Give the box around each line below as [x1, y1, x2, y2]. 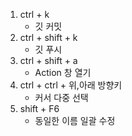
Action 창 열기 [34, 67, 92, 78]
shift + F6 [19, 103, 60, 114]
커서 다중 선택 [34, 92, 89, 103]
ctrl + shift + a [19, 55, 78, 66]
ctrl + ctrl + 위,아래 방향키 [19, 79, 123, 91]
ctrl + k [19, 9, 50, 20]
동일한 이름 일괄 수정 [34, 115, 116, 126]
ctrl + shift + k [19, 32, 78, 43]
